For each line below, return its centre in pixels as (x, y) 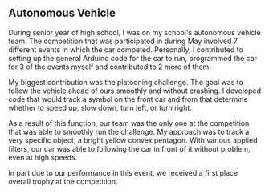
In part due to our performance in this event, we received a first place (123, 172)
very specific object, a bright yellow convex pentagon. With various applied (133, 140)
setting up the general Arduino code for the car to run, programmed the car (133, 58)
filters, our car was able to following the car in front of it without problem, (129, 148)
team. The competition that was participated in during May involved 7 (123, 41)
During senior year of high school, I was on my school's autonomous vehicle (134, 32)
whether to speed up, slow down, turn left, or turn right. (100, 107)
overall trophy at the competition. (63, 181)
